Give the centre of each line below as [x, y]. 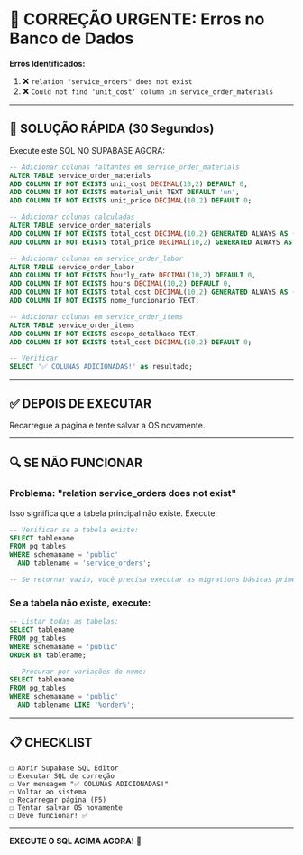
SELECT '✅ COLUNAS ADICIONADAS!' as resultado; [101, 367]
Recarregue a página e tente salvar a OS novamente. [107, 425]
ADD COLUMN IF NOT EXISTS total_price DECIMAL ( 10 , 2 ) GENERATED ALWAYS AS [151, 242]
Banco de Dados [72, 38]
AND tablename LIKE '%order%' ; [76, 705]
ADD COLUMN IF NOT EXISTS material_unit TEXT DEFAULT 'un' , [125, 193]
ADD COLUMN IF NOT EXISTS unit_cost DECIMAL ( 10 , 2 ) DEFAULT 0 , [129, 184]
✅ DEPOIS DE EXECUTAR [80, 404]
